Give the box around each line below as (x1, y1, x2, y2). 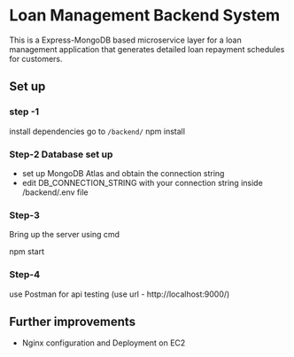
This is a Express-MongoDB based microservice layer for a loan (9, 35, 242, 45)
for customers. (9, 53, 63, 64)
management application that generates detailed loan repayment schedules (9, 43, 285, 54)
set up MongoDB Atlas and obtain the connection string (21, 167, 225, 178)
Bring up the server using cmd (9, 229, 120, 240)
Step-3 (9, 209, 40, 221)
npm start (9, 246, 45, 257)
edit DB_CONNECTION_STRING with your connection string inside (21, 177, 263, 188)
